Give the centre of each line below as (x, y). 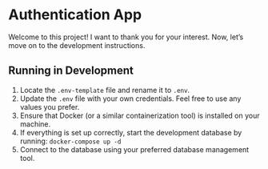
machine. (35, 124)
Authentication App (75, 15)
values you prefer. (50, 107)
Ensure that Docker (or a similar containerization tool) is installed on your (140, 115)
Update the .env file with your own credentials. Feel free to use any (130, 99)
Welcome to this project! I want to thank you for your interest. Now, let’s (126, 37)
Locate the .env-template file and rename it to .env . (105, 90)
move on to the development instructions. (77, 45)
